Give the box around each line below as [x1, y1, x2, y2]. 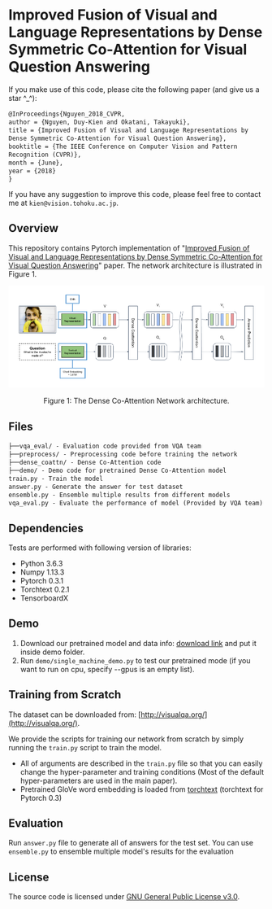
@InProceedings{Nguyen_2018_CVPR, [8, 110, 126, 118]
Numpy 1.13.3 [19, 567, 65, 577]
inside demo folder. [19, 647, 85, 657]
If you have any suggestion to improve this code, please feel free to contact [8, 189, 261, 199]
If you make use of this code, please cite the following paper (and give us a [8, 84, 260, 94]
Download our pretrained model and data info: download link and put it [19, 638, 257, 648]
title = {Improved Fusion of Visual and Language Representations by [8, 126, 249, 134]
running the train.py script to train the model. [8, 742, 162, 752]
